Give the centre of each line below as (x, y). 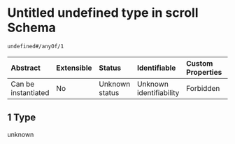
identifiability (158, 92)
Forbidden (203, 88)
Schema (31, 28)
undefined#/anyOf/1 (36, 46)
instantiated (30, 92)
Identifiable (156, 68)
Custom (200, 63)
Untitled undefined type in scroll (103, 13)
